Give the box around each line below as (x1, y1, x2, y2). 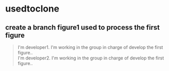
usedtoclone (5, 3, 60, 15)
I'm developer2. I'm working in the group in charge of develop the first (17, 55, 164, 61)
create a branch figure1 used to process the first (5, 23, 160, 32)
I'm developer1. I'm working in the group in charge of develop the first (17, 44, 163, 50)
